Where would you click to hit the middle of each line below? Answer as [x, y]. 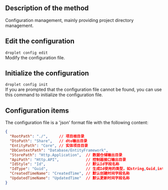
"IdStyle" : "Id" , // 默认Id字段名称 [64, 164]
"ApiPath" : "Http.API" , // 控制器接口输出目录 [68, 160]
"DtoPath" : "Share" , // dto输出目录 [48, 141]
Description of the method [47, 8]
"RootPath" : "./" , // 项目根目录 [47, 137]
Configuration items [37, 110]
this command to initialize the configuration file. [54, 95]
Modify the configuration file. [35, 57]
